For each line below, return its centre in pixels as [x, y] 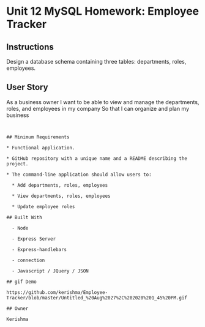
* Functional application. [41, 148]
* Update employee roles [43, 206]
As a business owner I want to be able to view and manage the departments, [103, 102]
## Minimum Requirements [38, 137]
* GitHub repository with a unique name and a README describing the [97, 158]
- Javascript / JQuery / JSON [50, 271]
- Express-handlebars [39, 249]
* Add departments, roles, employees [60, 185]
